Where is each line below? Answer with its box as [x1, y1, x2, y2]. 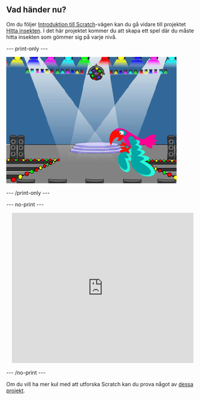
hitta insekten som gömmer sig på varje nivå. [6, 33, 117, 41]
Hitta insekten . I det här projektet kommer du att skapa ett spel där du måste [6, 27, 195, 34]
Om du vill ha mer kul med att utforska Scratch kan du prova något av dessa [6, 380, 193, 387]
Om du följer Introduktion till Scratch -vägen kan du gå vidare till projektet [6, 20, 186, 28]
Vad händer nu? [6, 5, 67, 15]
